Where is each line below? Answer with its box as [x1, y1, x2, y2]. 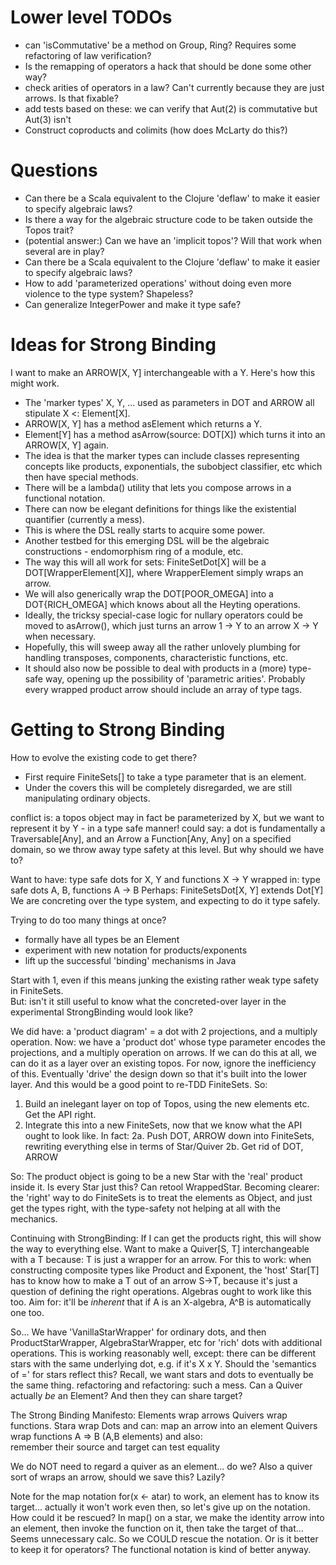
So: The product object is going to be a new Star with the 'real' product [10, 1170, 303, 1182]
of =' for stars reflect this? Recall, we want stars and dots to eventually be [10, 1368, 314, 1380]
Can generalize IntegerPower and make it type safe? [24, 298, 242, 310]
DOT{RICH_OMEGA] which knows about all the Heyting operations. [24, 598, 301, 610]
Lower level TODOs [10, 6, 173, 29]
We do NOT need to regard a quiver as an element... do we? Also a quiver [10, 1460, 313, 1472]
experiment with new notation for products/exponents [24, 944, 248, 956]
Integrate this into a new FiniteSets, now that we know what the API [24, 1119, 303, 1131]
